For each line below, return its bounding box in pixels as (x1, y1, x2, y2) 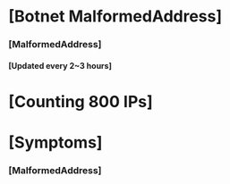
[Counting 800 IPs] (8, 91, 153, 112)
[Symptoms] (8, 132, 103, 153)
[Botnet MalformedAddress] (8, 6, 223, 27)
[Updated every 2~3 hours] (8, 60, 113, 71)
